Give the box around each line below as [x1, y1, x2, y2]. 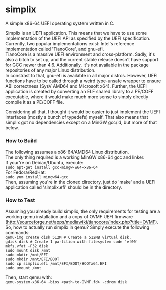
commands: [5, 229, 30, 235]
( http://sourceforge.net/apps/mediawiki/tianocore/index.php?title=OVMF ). [5, 219, 158, 225]
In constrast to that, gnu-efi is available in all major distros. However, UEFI [5, 72, 158, 78]
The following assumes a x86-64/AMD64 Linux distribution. [5, 149, 129, 155]
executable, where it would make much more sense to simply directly [5, 94, 149, 100]
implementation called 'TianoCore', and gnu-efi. [5, 46, 104, 52]
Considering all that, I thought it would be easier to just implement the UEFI [5, 109, 160, 115]
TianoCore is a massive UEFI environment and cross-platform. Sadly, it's [5, 51, 155, 57]
